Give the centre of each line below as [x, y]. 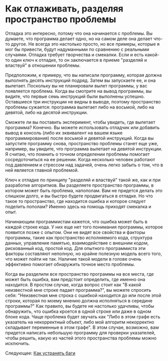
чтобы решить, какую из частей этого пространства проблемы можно [81, 338]
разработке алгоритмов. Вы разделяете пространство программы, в [79, 185]
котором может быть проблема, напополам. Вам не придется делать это [84, 190]
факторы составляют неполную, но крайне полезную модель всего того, [83, 254]
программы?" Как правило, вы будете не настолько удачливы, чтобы [80, 306]
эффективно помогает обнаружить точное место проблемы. [70, 264]
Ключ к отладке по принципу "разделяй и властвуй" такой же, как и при [83, 180]
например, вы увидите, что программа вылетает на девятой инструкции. [84, 149]
